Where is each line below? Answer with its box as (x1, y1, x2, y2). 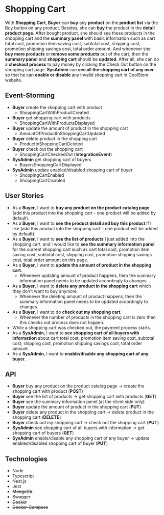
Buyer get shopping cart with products (12, 114, 91, 121)
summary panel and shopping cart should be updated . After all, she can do (5, 56, 159, 62)
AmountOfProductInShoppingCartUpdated (19, 130, 105, 136)
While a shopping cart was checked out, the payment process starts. (12, 325, 151, 330)
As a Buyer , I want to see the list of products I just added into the (12, 236, 145, 242)
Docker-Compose (12, 504, 48, 510)
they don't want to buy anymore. (12, 288, 78, 294)
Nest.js (12, 478, 27, 484)
